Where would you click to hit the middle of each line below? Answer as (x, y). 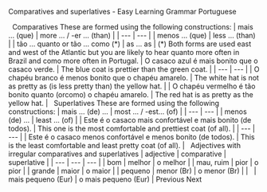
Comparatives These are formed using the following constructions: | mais (132, 27)
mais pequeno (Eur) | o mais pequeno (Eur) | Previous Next (105, 179)
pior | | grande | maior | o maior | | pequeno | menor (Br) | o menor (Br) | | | (132, 171)
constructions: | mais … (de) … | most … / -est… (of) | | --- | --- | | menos (128, 112)
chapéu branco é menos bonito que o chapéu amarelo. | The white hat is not (133, 78)
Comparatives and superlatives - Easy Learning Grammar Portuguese (122, 12)
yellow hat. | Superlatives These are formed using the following (114, 103)
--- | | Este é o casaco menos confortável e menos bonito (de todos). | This (132, 137)
